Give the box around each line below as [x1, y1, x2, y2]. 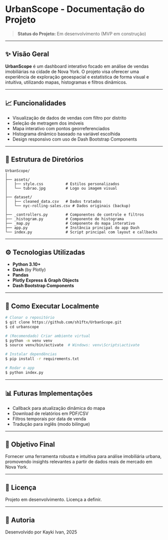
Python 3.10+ [12, 261, 41, 267]
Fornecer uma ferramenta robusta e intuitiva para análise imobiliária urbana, [5, 453, 161, 459]
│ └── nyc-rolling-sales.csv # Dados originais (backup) [5, 204, 131, 209]
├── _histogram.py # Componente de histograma [5, 217, 124, 222]
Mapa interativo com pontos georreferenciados [12, 125, 110, 131]
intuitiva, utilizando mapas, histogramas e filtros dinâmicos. [5, 79, 127, 85]
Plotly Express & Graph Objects [12, 277, 79, 283]
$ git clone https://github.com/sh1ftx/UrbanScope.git [5, 319, 122, 325]
